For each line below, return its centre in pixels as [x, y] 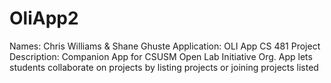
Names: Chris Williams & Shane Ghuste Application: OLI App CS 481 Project [165, 46]
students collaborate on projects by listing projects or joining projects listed [164, 67]
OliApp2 [44, 18]
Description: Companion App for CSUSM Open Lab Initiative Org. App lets [161, 56]
